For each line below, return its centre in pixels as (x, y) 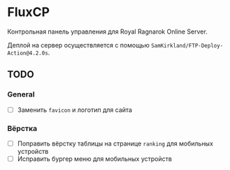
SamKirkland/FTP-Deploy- (187, 45)
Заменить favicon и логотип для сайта (75, 110)
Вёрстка (22, 128)
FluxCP (29, 12)
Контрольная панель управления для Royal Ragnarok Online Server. (107, 31)
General (21, 94)
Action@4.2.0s (28, 53)
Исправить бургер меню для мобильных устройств (95, 159)
